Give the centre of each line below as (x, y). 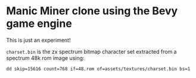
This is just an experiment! (38, 40)
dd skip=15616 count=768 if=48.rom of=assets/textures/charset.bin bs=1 (98, 69)
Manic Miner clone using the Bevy (92, 11)
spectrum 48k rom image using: (45, 58)
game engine (39, 24)
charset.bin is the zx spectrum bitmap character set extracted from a (91, 51)
